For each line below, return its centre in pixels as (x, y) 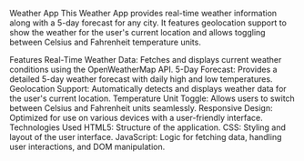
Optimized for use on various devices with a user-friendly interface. (136, 118)
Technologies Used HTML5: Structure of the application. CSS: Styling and (148, 127)
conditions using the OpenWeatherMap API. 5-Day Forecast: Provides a (143, 69)
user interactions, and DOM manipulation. (87, 146)
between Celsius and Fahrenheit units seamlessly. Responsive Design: (141, 108)
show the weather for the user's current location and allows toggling (137, 32)
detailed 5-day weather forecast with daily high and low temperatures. (141, 79)
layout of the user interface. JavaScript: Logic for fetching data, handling (146, 137)
